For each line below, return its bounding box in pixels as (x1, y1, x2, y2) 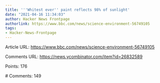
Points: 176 (5, 63, 27, 69)
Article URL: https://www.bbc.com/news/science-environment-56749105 (5, 44, 155, 50)
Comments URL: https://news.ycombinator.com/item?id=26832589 (5, 54, 143, 60)
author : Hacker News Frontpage (5, 16, 70, 21)
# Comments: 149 (5, 73, 41, 79)
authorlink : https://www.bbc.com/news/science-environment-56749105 (5, 21, 150, 26)
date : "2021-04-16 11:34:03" (5, 12, 66, 17)
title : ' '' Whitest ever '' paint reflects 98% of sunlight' (5, 7, 130, 12)
